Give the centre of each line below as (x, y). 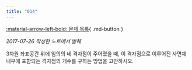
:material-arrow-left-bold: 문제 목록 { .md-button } (65, 29)
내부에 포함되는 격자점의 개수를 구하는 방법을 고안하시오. (70, 61)
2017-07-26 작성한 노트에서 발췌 (43, 41)
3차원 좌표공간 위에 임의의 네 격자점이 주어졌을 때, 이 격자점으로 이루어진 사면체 (96, 54)
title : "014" (22, 11)
